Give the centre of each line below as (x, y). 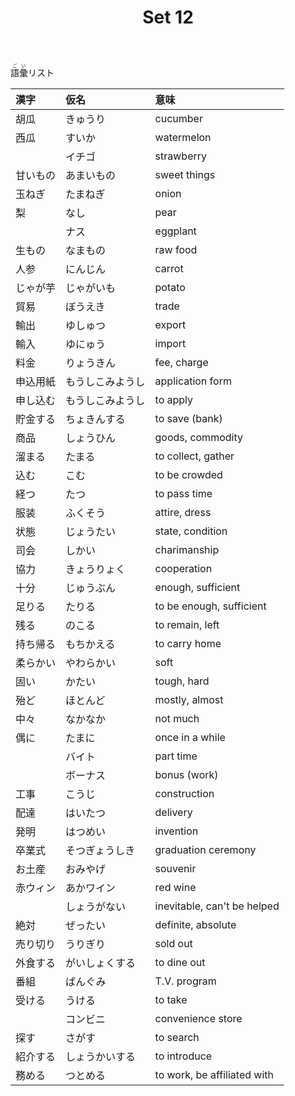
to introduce (183, 1056)
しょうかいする (101, 1057)
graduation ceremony (205, 850)
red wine (175, 888)
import (170, 344)
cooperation (183, 569)
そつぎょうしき (100, 851)
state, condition (191, 531)
